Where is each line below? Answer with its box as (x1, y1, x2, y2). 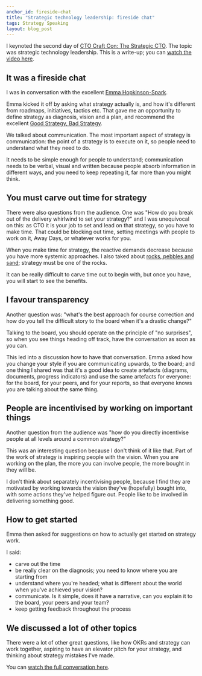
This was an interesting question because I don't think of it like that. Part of (6, 447, 192, 454)
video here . (6, 55, 35, 62)
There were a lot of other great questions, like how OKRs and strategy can (6, 639, 191, 646)
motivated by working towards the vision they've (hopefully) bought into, (6, 484, 187, 492)
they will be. (6, 466, 36, 473)
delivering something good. (6, 497, 75, 504)
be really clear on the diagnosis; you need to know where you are (14, 567, 178, 574)
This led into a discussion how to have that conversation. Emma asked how (6, 353, 193, 360)
